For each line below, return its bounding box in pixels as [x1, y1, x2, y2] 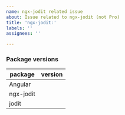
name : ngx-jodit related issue [6, 8, 83, 15]
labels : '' [6, 25, 33, 31]
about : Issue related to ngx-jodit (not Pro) [6, 14, 120, 20]
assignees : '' [6, 31, 41, 37]
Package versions [6, 55, 59, 64]
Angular [9, 80, 31, 88]
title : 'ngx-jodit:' [6, 19, 57, 25]
